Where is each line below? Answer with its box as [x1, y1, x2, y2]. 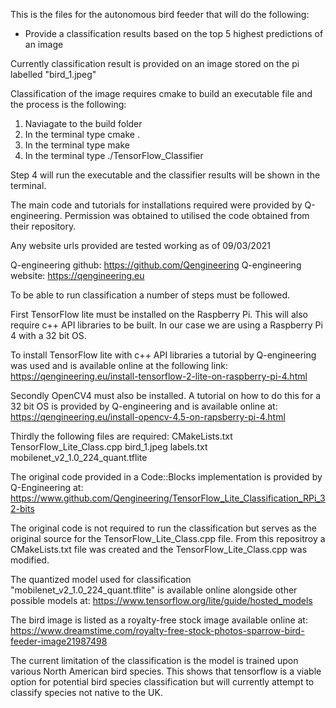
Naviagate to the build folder [24, 118, 143, 129]
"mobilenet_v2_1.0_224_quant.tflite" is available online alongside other [10, 584, 298, 596]
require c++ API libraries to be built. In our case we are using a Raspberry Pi [10, 319, 323, 331]
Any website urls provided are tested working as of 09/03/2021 [10, 240, 271, 251]
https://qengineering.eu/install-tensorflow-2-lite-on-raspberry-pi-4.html [10, 370, 308, 382]
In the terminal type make [24, 139, 130, 151]
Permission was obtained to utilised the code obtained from [64, 210, 310, 221]
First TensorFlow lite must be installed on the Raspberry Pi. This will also [10, 309, 308, 320]
